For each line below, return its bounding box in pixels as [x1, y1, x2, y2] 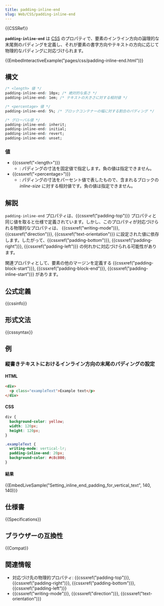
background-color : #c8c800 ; [9, 455, 67, 460]
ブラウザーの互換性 [5, 532, 63, 540]
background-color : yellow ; [9, 419, 65, 424]
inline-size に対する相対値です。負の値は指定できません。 [19, 183, 136, 189]
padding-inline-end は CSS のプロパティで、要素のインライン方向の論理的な [5, 35, 160, 41]
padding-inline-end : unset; [5, 136, 63, 141]
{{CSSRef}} [5, 25, 28, 31]
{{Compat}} [5, 545, 28, 551]
